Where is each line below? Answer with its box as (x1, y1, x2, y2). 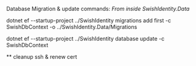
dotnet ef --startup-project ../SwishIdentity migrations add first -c (6, 17, 172, 24)
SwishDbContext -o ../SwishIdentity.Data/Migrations (6, 24, 138, 30)
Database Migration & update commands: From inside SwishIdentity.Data (6, 5, 190, 12)
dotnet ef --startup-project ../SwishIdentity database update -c (6, 35, 165, 42)
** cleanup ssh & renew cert (6, 53, 77, 60)
